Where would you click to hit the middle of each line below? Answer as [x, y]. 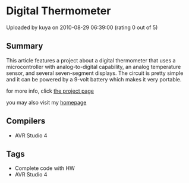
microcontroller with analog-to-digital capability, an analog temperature [94, 67]
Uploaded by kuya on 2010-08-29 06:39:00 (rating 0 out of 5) [82, 27]
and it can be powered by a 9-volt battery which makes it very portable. [94, 79]
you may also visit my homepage [46, 102]
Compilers [26, 121]
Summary [25, 46]
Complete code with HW [45, 168]
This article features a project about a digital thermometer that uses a [91, 60]
